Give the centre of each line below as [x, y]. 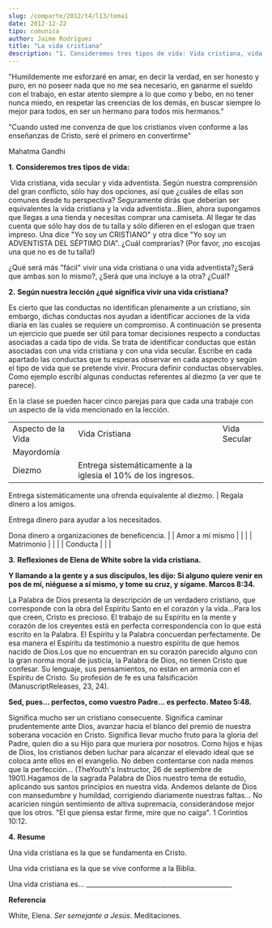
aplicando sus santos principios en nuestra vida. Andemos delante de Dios [133, 787]
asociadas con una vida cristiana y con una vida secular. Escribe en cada [130, 351]
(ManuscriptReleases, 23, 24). [59, 686]
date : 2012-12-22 [38, 24]
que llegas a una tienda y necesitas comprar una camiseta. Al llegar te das [132, 217]
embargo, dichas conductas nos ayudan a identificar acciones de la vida [130, 316]
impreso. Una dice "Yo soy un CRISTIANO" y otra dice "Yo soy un [117, 235]
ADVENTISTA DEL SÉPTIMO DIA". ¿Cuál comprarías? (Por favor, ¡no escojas [134, 243]
